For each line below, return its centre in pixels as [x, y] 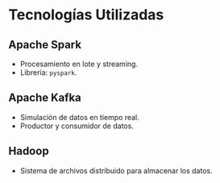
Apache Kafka [45, 98]
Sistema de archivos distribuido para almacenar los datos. [116, 170]
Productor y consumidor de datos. [77, 126]
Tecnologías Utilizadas [86, 15]
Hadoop [29, 151]
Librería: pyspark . [48, 73]
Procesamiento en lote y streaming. [79, 64]
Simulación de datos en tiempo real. [79, 117]
